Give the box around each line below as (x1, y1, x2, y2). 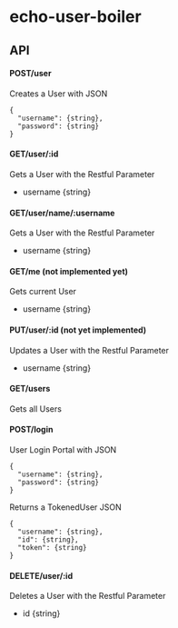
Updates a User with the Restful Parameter (9, 344, 170, 355)
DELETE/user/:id (9, 570, 74, 581)
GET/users (9, 384, 51, 394)
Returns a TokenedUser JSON (9, 502, 122, 513)
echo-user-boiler (9, 6, 143, 27)
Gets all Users (9, 403, 62, 414)
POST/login (9, 424, 54, 435)
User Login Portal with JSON (9, 444, 117, 455)
